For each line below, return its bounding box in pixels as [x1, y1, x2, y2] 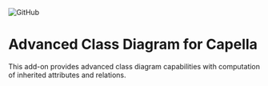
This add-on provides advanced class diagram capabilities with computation [8, 61, 261, 71]
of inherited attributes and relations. [8, 70, 126, 80]
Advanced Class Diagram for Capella [8, 36, 258, 53]
